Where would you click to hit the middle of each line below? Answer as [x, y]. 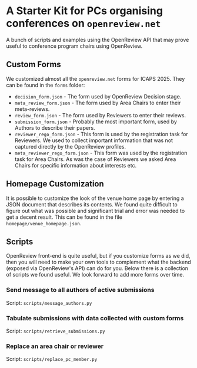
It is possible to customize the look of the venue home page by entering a [95, 198]
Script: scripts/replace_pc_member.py [52, 359]
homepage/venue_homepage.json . [44, 223]
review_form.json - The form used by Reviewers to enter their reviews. [100, 115]
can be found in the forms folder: [46, 85]
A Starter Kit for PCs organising [85, 11]
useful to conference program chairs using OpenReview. [74, 46]
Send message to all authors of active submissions [80, 290]
